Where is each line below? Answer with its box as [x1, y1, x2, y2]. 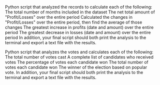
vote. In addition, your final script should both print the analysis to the [5, 70, 144, 75]
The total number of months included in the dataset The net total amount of [5, 9, 155, 15]
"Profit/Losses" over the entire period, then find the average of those [5, 19, 143, 25]
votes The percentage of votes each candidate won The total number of [5, 60, 148, 65]
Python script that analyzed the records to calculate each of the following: [5, 4, 152, 10]
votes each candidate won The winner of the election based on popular [5, 64, 147, 70]
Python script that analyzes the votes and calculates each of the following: [5, 49, 154, 55]
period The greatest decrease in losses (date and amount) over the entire [5, 30, 151, 35]
